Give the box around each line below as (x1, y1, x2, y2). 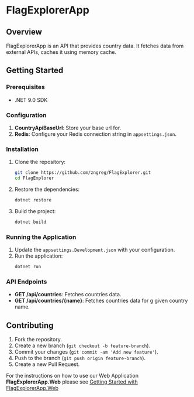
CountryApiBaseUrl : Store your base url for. (14, 124, 122, 131)
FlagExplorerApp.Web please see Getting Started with (6, 378, 138, 385)
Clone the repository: (14, 159, 66, 166)
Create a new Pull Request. (14, 361, 80, 368)
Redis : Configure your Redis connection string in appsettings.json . (14, 130, 177, 138)
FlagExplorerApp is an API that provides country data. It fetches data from (6, 42, 184, 49)
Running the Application (6, 232, 77, 241)
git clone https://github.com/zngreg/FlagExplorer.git (14, 170, 151, 176)
